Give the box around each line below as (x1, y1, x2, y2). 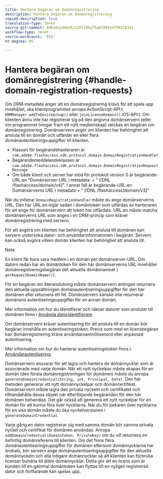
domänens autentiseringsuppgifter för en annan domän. (5, 297, 117, 302)
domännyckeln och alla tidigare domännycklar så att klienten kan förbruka (5, 453, 153, 459)
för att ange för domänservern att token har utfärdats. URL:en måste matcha (5, 207, 158, 213)
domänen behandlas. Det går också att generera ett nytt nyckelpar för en (5, 397, 151, 402)
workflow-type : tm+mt (5, 30, 49, 35)
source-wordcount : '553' (5, 35, 55, 40)
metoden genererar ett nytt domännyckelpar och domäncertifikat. (5, 381, 137, 387)
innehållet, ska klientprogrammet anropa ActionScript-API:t (5, 106, 123, 112)
